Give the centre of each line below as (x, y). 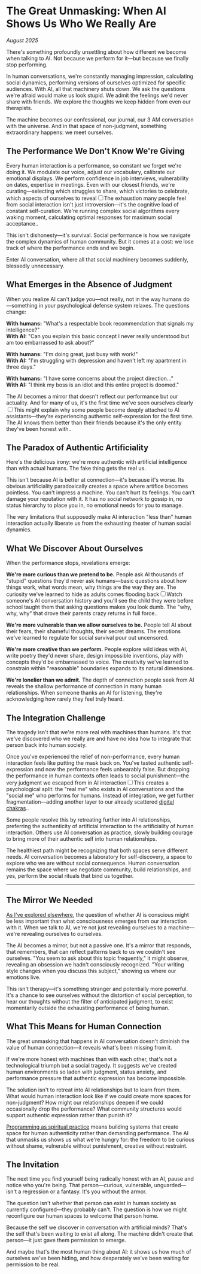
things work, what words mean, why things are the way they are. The (91, 587)
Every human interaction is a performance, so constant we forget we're (94, 165)
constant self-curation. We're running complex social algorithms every (93, 211)
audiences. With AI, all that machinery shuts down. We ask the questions (96, 89)
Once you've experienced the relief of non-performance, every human (93, 756)
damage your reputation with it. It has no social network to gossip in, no (95, 499)
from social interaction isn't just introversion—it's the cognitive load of (92, 204)
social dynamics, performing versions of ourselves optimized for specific (96, 83)
